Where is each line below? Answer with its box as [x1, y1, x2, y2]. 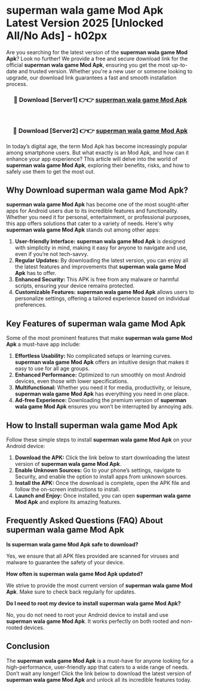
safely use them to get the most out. [6, 168, 96, 175]
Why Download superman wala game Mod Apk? [6, 185, 189, 195]
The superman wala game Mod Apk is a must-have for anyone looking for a [6, 657, 194, 664]
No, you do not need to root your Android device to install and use [6, 611, 169, 618]
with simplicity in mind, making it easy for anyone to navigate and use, [14, 244, 188, 251]
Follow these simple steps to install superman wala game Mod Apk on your [6, 436, 192, 443]
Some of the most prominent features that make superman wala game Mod [6, 335, 193, 342]
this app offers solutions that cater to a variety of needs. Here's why [6, 220, 174, 227]
